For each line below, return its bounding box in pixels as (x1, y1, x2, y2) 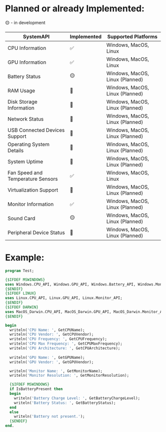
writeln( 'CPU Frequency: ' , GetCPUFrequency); (9, 337, 107, 342)
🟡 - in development (5, 19, 45, 25)
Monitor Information (7, 200, 54, 207)
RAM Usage (7, 87, 36, 94)
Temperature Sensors (7, 175, 58, 182)
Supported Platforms (107, 33, 158, 40)
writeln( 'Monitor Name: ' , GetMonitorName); (9, 368, 103, 373)
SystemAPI (23, 33, 50, 40)
